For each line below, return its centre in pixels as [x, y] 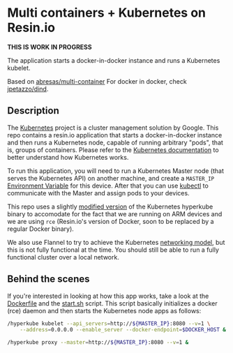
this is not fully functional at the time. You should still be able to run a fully [113, 250]
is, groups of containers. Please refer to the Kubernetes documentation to [113, 150]
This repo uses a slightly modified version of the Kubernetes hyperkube [110, 206]
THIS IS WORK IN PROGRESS [50, 47]
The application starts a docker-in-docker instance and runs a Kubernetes [114, 60]
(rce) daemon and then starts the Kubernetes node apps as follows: [104, 310]
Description [33, 111]
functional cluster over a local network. [63, 257]
